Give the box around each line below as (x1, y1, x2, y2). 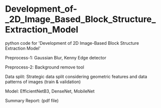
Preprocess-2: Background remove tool (5, 64, 84, 70)
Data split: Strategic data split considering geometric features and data (5, 73, 147, 79)
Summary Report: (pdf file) (5, 97, 59, 103)
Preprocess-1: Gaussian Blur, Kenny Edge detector (5, 54, 106, 60)
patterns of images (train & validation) (5, 79, 81, 85)
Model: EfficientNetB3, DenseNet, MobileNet (5, 88, 95, 94)
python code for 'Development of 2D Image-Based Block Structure (5, 40, 139, 46)
